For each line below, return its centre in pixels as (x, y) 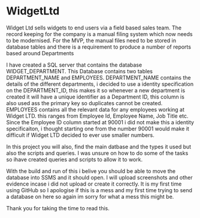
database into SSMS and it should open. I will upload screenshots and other (99, 177)
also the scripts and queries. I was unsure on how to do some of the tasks (97, 153)
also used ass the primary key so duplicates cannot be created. (84, 103)
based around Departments (40, 53)
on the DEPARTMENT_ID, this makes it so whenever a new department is (96, 90)
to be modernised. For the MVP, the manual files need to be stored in (91, 40)
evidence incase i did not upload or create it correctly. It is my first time (94, 184)
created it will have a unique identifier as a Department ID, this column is (95, 97)
